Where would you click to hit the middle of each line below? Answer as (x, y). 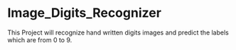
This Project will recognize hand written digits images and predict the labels (118, 32)
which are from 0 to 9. (40, 39)
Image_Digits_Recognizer (85, 13)
